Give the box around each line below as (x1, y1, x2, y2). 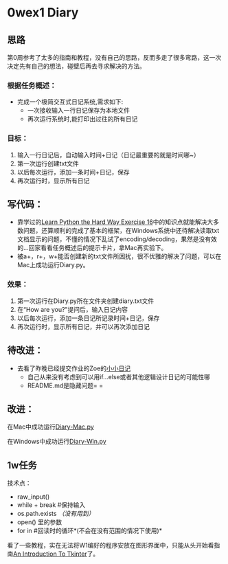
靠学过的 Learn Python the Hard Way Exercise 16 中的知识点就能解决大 (16, 218, 214, 226)
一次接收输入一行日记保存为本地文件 (27, 106, 130, 115)
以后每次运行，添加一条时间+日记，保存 (16, 168, 130, 176)
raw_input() (16, 493, 50, 501)
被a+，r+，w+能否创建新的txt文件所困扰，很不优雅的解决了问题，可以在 (16, 252, 222, 260)
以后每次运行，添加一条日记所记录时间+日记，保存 (16, 314, 160, 322)
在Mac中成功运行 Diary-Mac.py (7, 422, 94, 431)
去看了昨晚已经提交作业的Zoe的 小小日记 (16, 364, 131, 372)
